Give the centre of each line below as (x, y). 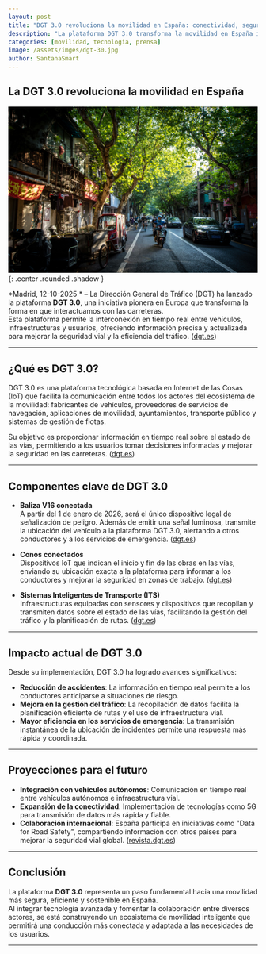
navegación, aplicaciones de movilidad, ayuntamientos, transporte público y (132, 414)
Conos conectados (51, 555)
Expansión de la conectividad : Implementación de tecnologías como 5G (138, 806)
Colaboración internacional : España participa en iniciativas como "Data (137, 823)
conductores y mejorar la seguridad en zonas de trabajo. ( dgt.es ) (126, 580)
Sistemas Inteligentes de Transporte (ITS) (90, 595)
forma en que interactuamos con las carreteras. (86, 311)
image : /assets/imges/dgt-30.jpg (63, 50)
